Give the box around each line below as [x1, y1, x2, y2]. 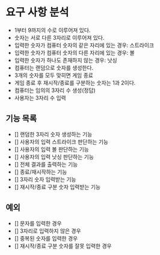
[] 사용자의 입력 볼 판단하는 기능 [14, 146, 90, 153]
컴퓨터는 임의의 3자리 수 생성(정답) [14, 87, 96, 94]
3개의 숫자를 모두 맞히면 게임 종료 [14, 72, 94, 79]
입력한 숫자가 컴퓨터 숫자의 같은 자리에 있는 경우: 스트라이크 [14, 41, 155, 49]
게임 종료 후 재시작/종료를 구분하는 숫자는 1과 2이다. [14, 79, 136, 86]
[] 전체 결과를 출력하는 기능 [14, 161, 78, 168]
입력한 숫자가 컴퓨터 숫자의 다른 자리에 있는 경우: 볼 [14, 49, 135, 56]
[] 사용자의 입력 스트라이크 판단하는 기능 [14, 138, 109, 145]
